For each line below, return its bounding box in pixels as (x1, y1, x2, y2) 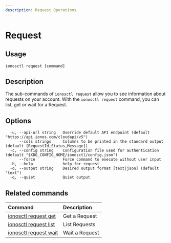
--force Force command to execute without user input (18, 157, 161, 162)
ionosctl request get (8, 213, 56, 220)
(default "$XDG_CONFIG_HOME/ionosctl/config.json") (5, 152, 118, 158)
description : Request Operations (5, 7, 77, 13)
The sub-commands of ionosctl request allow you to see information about (5, 91, 166, 97)
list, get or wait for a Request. (5, 102, 68, 108)
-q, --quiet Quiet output (10, 175, 91, 180)
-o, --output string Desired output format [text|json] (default (10, 166, 159, 171)
